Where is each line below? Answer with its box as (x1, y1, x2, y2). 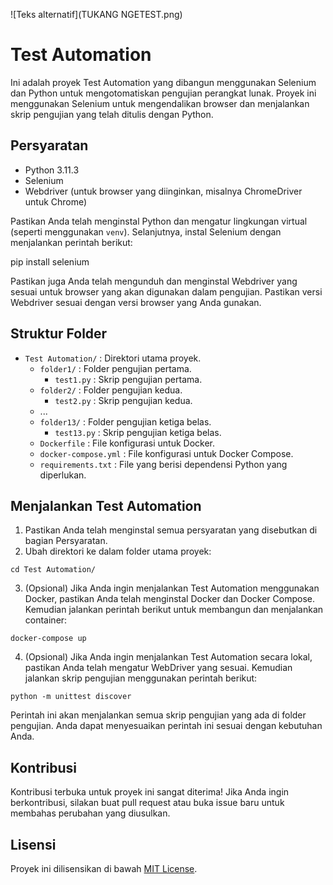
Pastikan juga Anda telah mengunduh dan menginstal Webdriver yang (10, 275, 298, 287)
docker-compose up (10, 634, 87, 644)
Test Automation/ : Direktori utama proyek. (24, 352, 202, 364)
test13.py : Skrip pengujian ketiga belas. (54, 426, 222, 438)
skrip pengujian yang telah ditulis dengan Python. (10, 108, 214, 120)
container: (24, 614, 68, 626)
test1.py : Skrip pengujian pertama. (54, 373, 203, 385)
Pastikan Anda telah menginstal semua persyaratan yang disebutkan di (24, 524, 318, 536)
